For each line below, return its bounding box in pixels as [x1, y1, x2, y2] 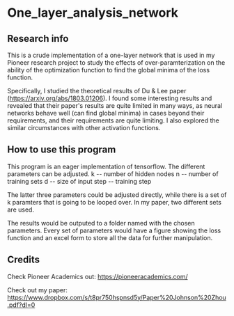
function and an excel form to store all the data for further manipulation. [7, 233, 213, 242]
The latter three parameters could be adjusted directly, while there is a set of [7, 190, 227, 199]
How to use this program [7, 144, 116, 156]
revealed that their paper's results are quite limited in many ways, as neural [7, 102, 223, 109]
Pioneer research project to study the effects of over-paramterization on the [7, 58, 226, 67]
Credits [7, 254, 40, 266]
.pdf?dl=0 [7, 301, 36, 309]
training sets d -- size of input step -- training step [7, 177, 152, 185]
